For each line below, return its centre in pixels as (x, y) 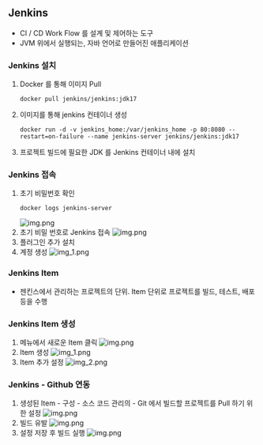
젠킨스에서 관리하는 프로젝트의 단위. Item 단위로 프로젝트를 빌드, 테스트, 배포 (137, 291)
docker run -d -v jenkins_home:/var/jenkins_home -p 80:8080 (122, 130)
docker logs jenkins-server (66, 209)
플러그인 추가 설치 (47, 242)
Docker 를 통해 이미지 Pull (60, 84)
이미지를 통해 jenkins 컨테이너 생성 (73, 115)
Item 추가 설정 (42, 362)
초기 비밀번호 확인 (47, 194)
